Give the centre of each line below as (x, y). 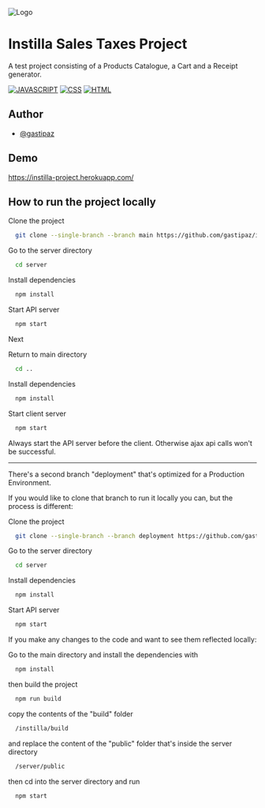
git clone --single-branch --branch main (84, 236)
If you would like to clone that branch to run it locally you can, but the (121, 498)
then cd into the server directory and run (74, 781)
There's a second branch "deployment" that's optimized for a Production (127, 474)
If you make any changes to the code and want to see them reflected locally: (132, 640)
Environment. (30, 482)
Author (26, 114)
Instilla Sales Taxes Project (98, 44)
